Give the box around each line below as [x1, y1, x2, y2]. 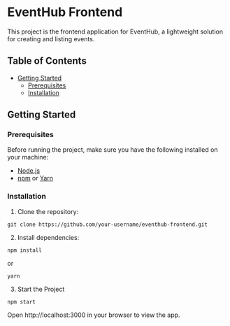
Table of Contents [7, 55, 87, 67]
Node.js [17, 166, 41, 175]
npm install [7, 246, 42, 254]
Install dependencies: [17, 233, 80, 241]
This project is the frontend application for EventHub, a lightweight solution [7, 27, 224, 36]
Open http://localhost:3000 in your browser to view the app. [7, 311, 180, 319]
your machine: [7, 153, 49, 162]
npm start [7, 298, 36, 305]
